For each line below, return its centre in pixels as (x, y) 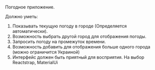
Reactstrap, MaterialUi (35, 62)
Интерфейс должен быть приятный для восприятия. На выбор (78, 57)
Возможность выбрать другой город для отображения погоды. (79, 36)
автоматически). (30, 31)
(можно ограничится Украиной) (46, 52)
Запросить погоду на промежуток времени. (59, 42)
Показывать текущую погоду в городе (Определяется (70, 26)
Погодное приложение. (30, 7)
